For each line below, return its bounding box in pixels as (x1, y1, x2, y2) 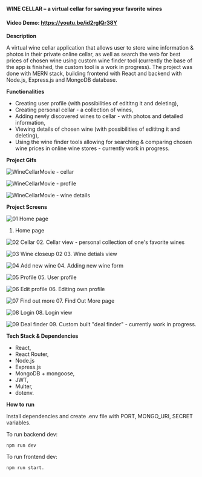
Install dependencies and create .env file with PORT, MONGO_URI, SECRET (6, 413, 194, 420)
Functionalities (6, 88, 45, 96)
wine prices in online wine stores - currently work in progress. (15, 145, 170, 152)
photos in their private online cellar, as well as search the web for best (6, 51, 181, 58)
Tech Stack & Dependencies (6, 332, 79, 340)
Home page (15, 227, 45, 234)
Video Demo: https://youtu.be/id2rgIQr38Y (6, 19, 118, 26)
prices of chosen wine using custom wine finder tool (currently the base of (6, 57, 192, 64)
